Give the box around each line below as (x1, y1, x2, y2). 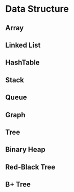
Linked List (5, 40, 41, 49)
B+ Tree (5, 180, 31, 189)
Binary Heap (5, 145, 46, 154)
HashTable (5, 58, 40, 67)
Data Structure (5, 3, 69, 15)
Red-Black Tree (5, 162, 56, 172)
